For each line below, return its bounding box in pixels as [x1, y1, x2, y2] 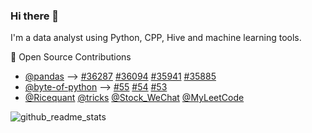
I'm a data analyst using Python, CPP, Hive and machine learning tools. [10, 32, 302, 44]
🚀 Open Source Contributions [10, 51, 132, 63]
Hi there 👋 [10, 9, 60, 23]
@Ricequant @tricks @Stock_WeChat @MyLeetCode [24, 92, 245, 104]
